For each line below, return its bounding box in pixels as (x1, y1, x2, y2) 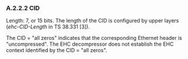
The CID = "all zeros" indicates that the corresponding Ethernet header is (6, 35, 182, 42)
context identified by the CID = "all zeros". (6, 47, 107, 54)
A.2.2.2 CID (6, 4, 40, 12)
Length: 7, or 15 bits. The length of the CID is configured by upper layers (6, 17, 179, 24)
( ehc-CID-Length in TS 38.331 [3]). (6, 23, 90, 30)
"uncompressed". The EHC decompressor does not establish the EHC (6, 40, 174, 47)
